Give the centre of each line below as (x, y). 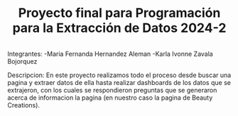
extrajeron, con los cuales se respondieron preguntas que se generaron (112, 90)
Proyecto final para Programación (119, 13)
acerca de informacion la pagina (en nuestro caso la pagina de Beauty (110, 98)
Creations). (24, 105)
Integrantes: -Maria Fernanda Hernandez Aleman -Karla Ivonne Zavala (110, 54)
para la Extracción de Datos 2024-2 (119, 28)
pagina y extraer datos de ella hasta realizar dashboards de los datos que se (119, 82)
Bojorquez (22, 61)
